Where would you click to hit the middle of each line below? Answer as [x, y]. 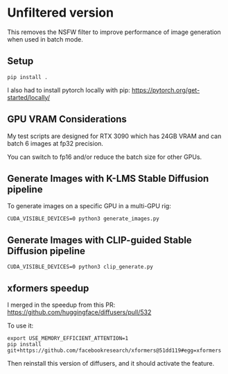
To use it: [20, 325]
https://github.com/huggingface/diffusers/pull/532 [79, 312]
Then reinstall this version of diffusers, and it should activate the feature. [111, 363]
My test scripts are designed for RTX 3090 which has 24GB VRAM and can [114, 136]
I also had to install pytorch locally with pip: [69, 90]
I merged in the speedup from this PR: [61, 305]
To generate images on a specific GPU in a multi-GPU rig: [89, 206]
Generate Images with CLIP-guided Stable [99, 240]
